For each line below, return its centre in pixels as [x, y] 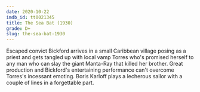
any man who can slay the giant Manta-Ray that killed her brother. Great [95, 64]
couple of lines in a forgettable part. [50, 83]
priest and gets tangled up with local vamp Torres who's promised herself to [100, 57]
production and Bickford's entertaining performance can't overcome [90, 70]
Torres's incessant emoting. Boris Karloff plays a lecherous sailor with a [94, 76]
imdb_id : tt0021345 [30, 17]
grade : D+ [19, 28]
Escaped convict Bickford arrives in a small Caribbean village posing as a [96, 51]
